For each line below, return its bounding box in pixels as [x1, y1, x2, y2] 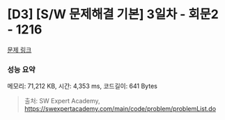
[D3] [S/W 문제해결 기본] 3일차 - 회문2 [7, 6, 219, 22]
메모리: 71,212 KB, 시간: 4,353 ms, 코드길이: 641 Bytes [7, 82, 158, 91]
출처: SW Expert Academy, [24, 97, 100, 105]
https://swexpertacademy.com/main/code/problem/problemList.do [24, 105, 217, 113]
